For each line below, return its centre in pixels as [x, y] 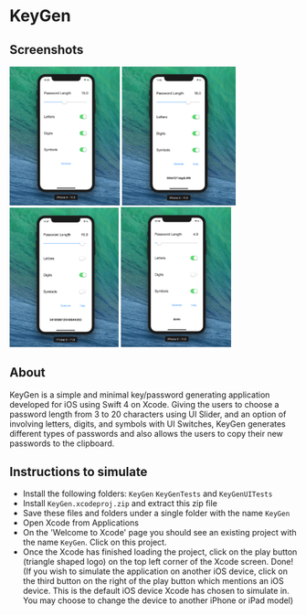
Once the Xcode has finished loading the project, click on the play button [160, 552]
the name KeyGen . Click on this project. [95, 542]
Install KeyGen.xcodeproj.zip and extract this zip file [120, 504]
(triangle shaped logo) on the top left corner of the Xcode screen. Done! [158, 562]
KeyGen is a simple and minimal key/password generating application [140, 395]
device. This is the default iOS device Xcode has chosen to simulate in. [156, 591]
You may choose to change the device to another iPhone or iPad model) [158, 600]
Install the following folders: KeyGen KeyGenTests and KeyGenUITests [148, 493]
